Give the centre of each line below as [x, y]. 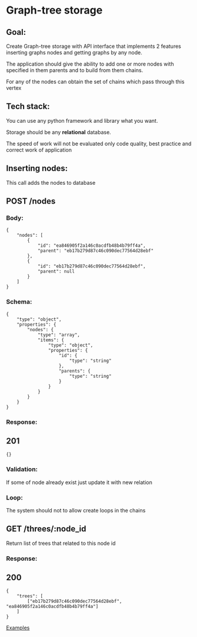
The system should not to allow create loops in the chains [76, 510]
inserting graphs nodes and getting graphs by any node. [74, 53]
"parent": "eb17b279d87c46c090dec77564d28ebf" [96, 251]
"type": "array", [59, 335]
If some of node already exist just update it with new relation [79, 482]
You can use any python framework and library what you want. [82, 120]
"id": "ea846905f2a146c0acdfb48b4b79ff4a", [91, 246]
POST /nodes [31, 201]
